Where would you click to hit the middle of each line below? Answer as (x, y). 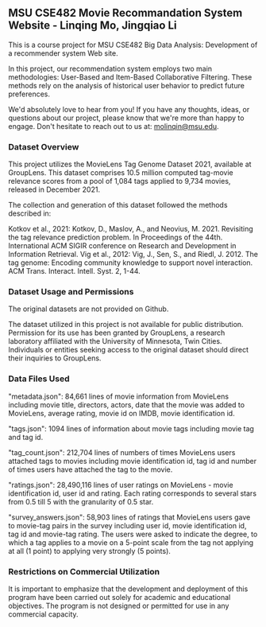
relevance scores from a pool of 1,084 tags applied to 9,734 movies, (120, 181)
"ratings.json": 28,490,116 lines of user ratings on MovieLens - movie (121, 485)
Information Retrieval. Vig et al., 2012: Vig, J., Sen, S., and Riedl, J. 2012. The (133, 255)
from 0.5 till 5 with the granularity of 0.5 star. (81, 501)
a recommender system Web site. (63, 53)
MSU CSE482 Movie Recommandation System (125, 13)
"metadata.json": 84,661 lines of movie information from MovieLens (118, 396)
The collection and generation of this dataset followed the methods (118, 205)
